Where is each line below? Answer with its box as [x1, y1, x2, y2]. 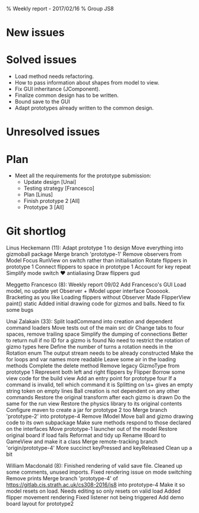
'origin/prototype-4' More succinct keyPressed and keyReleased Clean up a [6, 445, 192, 452]
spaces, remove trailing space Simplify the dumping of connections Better [6, 330, 188, 338]
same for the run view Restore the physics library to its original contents [6, 400, 182, 407]
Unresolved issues [6, 125, 100, 139]
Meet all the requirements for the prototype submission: [14, 172, 151, 179]
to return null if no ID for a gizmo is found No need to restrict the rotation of [6, 337, 190, 344]
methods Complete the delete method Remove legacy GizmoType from [6, 362, 180, 370]
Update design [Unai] [23, 179, 77, 186]
